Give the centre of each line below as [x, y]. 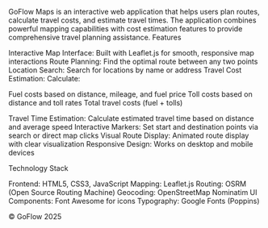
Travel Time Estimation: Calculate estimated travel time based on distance [131, 118]
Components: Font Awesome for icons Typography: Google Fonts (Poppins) [134, 201]
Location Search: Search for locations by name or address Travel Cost [125, 70]
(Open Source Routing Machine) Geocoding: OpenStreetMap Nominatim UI [133, 192]
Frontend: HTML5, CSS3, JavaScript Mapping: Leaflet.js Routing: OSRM [128, 184]
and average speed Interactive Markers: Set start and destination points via [133, 127]
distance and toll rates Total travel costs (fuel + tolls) [96, 103]
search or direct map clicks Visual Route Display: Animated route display [129, 135]
